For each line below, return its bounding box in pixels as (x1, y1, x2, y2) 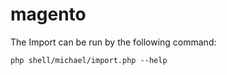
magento (10, 3, 87, 26)
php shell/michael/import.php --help (10, 55, 168, 65)
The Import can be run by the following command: (10, 36, 217, 48)
